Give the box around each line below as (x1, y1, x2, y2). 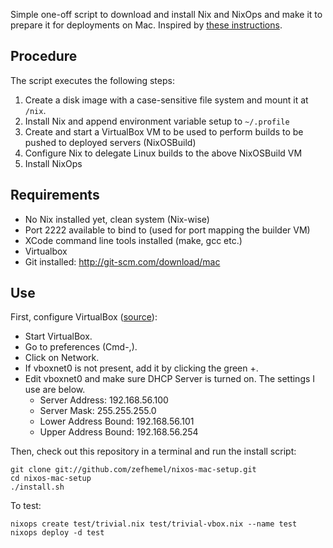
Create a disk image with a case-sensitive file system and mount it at (24, 94, 309, 106)
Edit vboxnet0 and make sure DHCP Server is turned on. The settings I (24, 373, 316, 385)
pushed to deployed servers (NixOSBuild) (24, 136, 197, 148)
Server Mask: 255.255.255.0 (39, 405, 157, 417)
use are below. (24, 384, 86, 396)
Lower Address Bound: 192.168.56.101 (39, 415, 195, 428)
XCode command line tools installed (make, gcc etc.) (24, 234, 243, 246)
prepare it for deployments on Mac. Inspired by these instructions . (10, 19, 283, 31)
